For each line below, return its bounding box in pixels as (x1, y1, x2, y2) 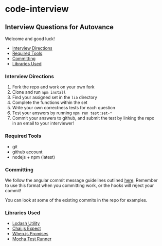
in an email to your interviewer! (12, 121, 74, 126)
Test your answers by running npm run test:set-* (12, 110, 113, 116)
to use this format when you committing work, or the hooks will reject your (5, 182, 154, 188)
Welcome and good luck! (5, 36, 55, 41)
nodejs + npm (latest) (12, 154, 55, 160)
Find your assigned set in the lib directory (12, 94, 97, 101)
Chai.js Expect (12, 225, 41, 231)
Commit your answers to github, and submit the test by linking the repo (12, 115, 155, 121)
